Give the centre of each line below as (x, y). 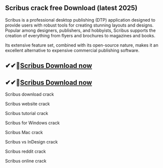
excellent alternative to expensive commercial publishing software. (72, 50)
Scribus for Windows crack (33, 123)
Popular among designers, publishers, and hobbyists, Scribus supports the (80, 30)
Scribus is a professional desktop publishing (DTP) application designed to (80, 20)
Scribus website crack (28, 104)
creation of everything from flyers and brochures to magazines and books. (80, 35)
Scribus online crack (26, 161)
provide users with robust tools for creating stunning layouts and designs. (79, 25)
